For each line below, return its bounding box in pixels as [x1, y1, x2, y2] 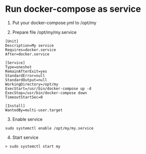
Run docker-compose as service [5, 3, 142, 15]
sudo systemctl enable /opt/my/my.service [5, 125, 94, 131]
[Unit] [5, 38, 19, 44]
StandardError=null [5, 73, 45, 78]
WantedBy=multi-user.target [5, 107, 63, 113]
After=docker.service [5, 52, 50, 57]
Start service [12, 134, 38, 140]
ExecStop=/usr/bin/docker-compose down [5, 90, 87, 95]
